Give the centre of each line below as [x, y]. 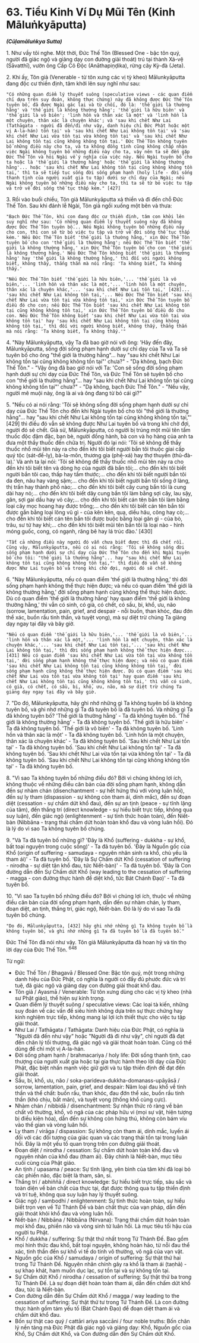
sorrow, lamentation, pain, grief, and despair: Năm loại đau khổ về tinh [100, 1087]
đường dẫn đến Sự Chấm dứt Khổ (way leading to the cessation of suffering [99, 871]
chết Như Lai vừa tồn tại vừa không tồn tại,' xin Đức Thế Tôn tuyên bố [98, 300]
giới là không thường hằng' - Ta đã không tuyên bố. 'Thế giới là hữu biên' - [97, 722]
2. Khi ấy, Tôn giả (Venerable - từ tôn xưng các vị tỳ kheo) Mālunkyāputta [96, 77]
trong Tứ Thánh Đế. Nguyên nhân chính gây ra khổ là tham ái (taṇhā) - [101, 1264]
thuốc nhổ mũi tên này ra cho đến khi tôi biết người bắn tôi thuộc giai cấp [96, 449]
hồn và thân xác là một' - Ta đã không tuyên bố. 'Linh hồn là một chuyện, [96, 734]
